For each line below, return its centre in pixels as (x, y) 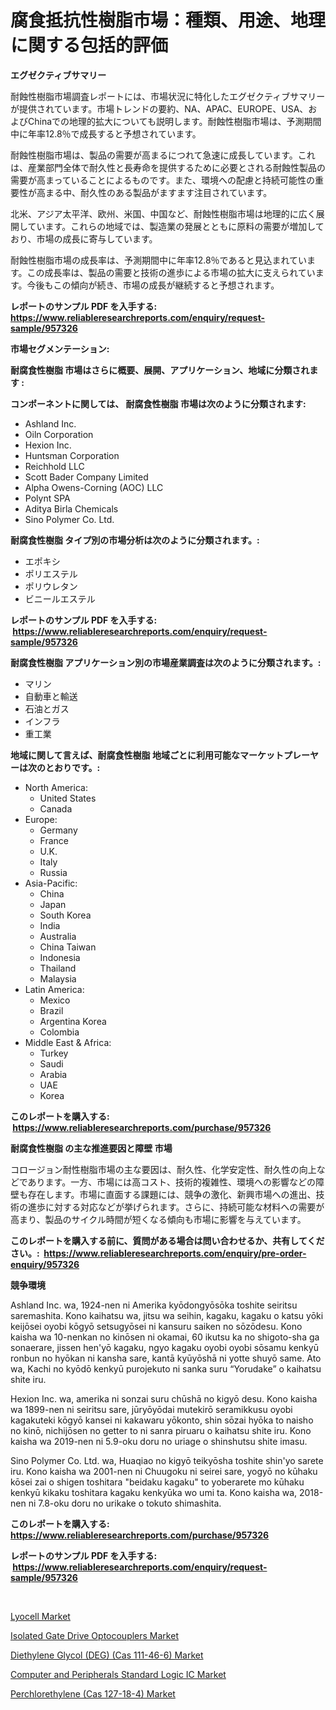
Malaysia (58, 978)
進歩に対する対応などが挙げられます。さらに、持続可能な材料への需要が (176, 1207)
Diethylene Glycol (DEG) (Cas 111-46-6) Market (107, 1655)
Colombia (59, 1032)
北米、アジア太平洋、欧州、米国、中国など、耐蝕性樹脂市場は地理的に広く (163, 213)
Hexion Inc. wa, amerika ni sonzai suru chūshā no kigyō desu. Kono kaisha (164, 1398)
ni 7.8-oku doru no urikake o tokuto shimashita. (125, 1503)
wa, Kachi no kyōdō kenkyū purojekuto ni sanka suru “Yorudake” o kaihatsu (166, 1368)
